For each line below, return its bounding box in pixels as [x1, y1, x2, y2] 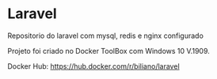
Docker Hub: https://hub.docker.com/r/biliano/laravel [7, 61, 180, 71]
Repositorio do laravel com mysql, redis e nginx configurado [7, 31, 204, 40]
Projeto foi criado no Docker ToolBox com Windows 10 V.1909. [7, 46, 211, 55]
